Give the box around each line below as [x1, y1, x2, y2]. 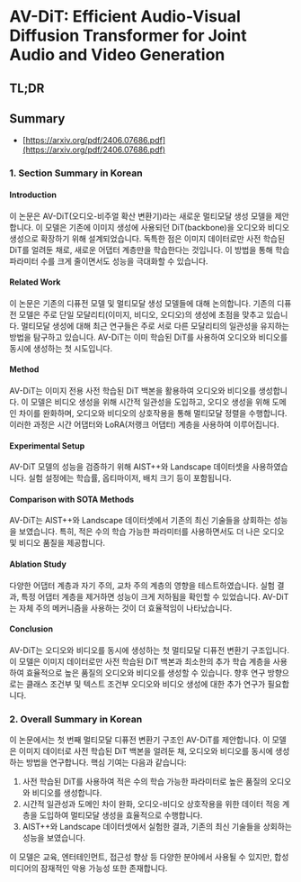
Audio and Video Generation [9, 45, 226, 65]
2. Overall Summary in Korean [9, 713, 143, 725]
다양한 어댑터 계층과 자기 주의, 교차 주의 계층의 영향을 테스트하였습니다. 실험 [9, 579, 276, 591]
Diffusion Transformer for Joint [9, 25, 247, 46]
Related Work [9, 277, 61, 287]
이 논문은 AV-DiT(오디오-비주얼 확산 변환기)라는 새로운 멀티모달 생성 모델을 [9, 210, 273, 222]
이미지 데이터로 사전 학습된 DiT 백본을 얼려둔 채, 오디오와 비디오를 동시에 [18, 746, 274, 757]
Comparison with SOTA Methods [9, 494, 135, 505]
